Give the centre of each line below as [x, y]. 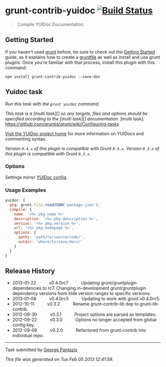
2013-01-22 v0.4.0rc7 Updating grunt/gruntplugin [74, 283]
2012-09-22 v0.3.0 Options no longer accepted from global [84, 320]
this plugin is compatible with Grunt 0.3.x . [48, 154]
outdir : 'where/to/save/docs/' [50, 242]
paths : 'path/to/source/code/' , [51, 237]
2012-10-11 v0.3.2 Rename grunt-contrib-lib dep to [76, 304]
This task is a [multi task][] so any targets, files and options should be [77, 113]
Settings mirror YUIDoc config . [36, 177]
